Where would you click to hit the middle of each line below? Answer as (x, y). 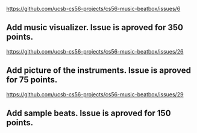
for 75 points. (32, 80)
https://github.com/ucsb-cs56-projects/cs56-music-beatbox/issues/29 (95, 94)
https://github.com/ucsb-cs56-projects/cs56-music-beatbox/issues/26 (95, 51)
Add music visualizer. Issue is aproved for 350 (95, 27)
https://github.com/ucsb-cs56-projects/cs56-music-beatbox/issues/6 (93, 9)
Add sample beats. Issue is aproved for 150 (89, 113)
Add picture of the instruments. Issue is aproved (99, 71)
